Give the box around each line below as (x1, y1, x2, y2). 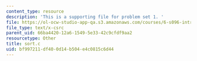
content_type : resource (6, 8, 64, 15)
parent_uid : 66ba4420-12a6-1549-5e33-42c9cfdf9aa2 (6, 30, 133, 36)
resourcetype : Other (6, 35, 57, 41)
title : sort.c (6, 41, 41, 47)
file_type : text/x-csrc (6, 24, 64, 31)
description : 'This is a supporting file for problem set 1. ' (6, 14, 164, 20)
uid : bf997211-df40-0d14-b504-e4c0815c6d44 (6, 46, 114, 52)
